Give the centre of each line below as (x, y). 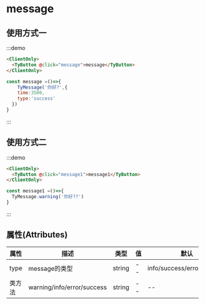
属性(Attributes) (37, 235)
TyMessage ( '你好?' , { (42, 87)
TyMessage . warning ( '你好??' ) (48, 197)
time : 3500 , (31, 93)
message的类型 (51, 268)
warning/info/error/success (68, 287)
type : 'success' (37, 99)
